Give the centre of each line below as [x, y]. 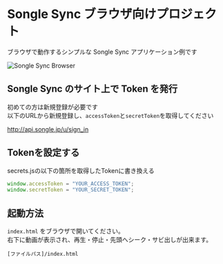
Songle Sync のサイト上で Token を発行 [93, 89]
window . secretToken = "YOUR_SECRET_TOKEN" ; [71, 190]
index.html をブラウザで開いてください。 [66, 231]
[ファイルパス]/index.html [43, 254]
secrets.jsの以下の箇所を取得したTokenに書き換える [81, 170]
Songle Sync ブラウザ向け [82, 14]
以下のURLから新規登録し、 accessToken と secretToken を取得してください [110, 115]
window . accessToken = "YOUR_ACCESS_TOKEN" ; [71, 183]
